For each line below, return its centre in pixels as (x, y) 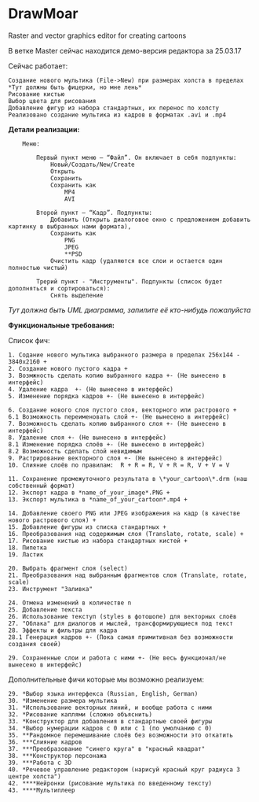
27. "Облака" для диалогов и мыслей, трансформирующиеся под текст (121, 623)
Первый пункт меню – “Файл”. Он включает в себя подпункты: (137, 157)
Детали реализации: (44, 129)
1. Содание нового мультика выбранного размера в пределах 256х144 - (124, 355)
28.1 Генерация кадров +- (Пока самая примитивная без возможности (121, 637)
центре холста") (35, 776)
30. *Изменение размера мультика (63, 700)
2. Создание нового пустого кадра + (68, 368)
